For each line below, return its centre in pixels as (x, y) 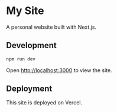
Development (32, 45)
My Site (25, 11)
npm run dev (21, 59)
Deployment (29, 89)
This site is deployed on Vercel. (44, 103)
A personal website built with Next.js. (51, 27)
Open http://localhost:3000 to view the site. (59, 70)
